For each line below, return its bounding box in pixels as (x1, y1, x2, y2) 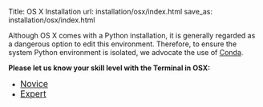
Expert (19, 89, 47, 99)
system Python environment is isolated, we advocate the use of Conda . (8, 48, 244, 57)
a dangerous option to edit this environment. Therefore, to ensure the (8, 39, 237, 49)
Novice (19, 79, 49, 89)
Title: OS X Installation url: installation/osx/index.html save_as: (8, 7, 212, 16)
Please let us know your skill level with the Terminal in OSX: (8, 63, 211, 73)
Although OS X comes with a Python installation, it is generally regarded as (8, 31, 256, 40)
